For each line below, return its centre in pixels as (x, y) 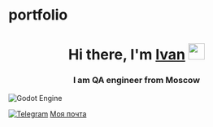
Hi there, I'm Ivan (126, 55)
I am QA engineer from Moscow (137, 81)
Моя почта (68, 114)
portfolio (38, 15)
